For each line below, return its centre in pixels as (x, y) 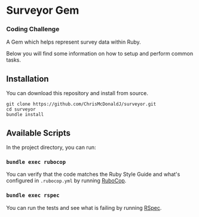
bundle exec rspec (33, 195)
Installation (27, 79)
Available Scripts (38, 133)
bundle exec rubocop (36, 162)
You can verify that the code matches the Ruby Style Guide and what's (93, 175)
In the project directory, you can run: (51, 148)
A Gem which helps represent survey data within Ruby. (74, 42)
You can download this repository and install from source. (77, 93)
